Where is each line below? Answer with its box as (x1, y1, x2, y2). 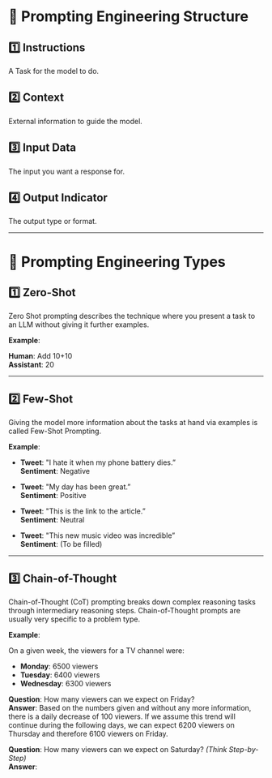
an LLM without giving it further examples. (8, 320, 150, 329)
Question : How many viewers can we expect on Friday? (8, 694, 195, 704)
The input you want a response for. (8, 166, 125, 176)
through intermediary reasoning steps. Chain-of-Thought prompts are (8, 606, 241, 616)
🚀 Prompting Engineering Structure (8, 7, 249, 26)
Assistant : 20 (8, 360, 55, 370)
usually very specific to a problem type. (8, 614, 140, 624)
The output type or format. (8, 217, 97, 226)
